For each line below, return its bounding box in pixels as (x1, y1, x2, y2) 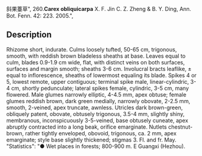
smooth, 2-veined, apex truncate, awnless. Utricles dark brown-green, (6, 104, 183, 111)
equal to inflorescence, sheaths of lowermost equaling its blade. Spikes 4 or (6, 72, 197, 79)
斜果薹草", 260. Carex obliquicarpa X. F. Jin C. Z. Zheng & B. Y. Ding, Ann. (6, 5, 192, 12)
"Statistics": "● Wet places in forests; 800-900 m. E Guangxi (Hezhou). (6, 142, 186, 150)
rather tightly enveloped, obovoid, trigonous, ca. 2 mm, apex (25, 129, 177, 137)
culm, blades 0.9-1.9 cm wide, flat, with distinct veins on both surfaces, (6, 58, 185, 66)
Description (6, 30, 52, 40)
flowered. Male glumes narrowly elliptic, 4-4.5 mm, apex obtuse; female (6, 90, 187, 98)
